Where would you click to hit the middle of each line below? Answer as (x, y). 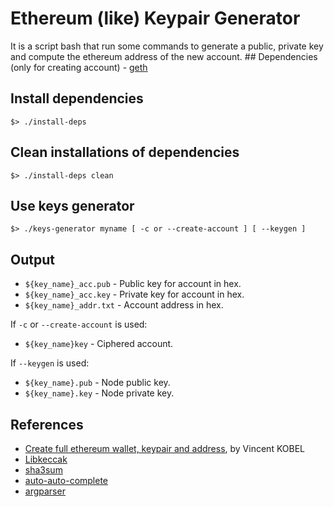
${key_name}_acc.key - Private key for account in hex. (134, 294)
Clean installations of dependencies (125, 152)
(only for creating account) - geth (79, 67)
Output (32, 259)
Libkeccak (46, 459)
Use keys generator (72, 205)
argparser (45, 491)
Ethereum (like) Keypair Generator (155, 18)
